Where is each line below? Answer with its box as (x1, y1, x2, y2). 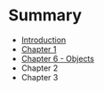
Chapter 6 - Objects (20, 53, 95, 64)
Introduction (20, 34, 67, 45)
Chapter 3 (20, 72, 59, 82)
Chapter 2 (20, 63, 59, 73)
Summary (8, 5, 82, 26)
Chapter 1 (20, 43, 57, 54)
